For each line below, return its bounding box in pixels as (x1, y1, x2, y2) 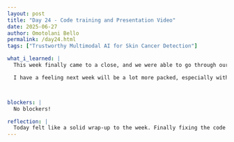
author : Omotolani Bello (7, 29, 79, 37)
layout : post (7, 10, 45, 17)
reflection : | (7, 118, 49, 125)
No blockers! (13, 105, 52, 112)
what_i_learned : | (7, 55, 61, 63)
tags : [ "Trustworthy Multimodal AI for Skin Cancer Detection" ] (7, 42, 198, 49)
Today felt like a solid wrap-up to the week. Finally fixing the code (13, 125, 226, 132)
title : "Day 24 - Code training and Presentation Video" (7, 17, 176, 24)
